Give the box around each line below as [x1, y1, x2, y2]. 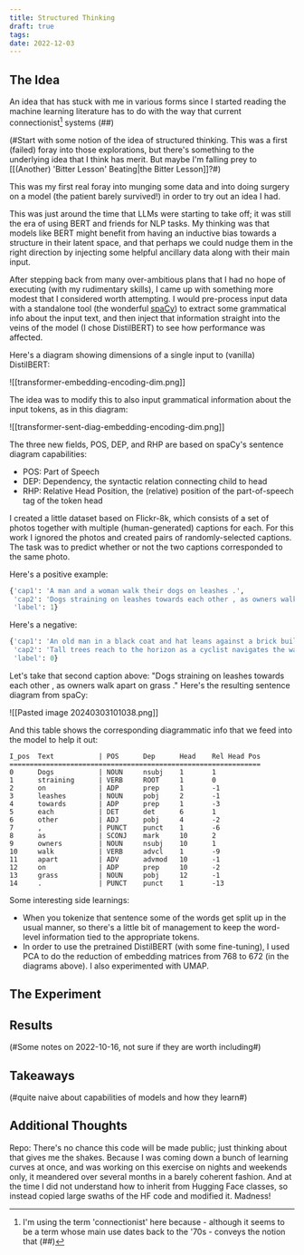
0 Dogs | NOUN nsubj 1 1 [9, 767, 217, 776]
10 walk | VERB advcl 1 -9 [9, 847, 221, 856]
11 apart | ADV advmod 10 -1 [9, 854, 221, 864]
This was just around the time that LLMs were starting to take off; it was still [9, 208, 291, 219]
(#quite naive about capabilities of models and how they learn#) [9, 1092, 248, 1103]
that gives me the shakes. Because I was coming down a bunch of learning [9, 1152, 289, 1163]
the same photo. [9, 550, 71, 562]
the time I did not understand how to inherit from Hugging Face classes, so [9, 1181, 288, 1192]
